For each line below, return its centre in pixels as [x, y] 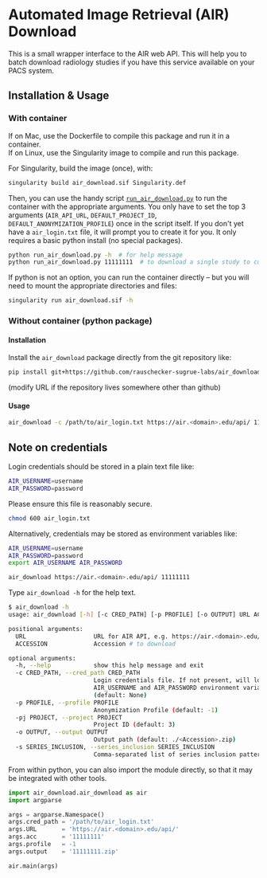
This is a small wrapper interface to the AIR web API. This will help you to [128, 53]
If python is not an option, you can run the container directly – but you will [129, 277]
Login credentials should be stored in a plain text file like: [101, 467]
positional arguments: [46, 629]
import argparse [35, 800]
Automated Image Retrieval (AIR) [119, 15]
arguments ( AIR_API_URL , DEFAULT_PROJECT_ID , [83, 215]
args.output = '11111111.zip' [64, 851]
